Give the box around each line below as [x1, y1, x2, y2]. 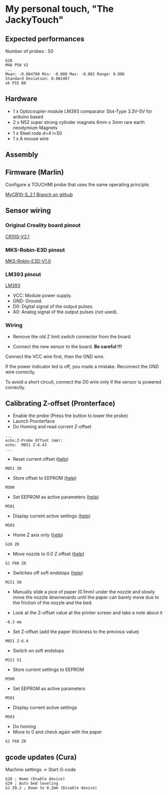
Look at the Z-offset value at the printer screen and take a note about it [12, 610, 163, 616]
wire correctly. [5, 369, 36, 375]
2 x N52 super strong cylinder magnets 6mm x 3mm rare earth [12, 119, 145, 125]
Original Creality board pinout [5, 222, 81, 229]
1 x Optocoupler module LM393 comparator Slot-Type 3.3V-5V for [12, 108, 153, 114]
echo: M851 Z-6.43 [5, 443, 47, 448]
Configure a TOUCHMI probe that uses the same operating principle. [5, 182, 150, 188]
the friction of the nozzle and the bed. [12, 600, 93, 606]
